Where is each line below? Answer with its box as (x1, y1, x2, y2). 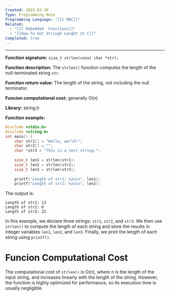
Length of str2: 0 (5, 204, 44, 210)
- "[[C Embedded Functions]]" (10, 26, 76, 32)
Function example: (5, 114, 46, 121)
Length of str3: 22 (5, 209, 47, 214)
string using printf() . (5, 234, 51, 241)
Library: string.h (5, 105, 39, 111)
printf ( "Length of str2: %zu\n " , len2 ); (14, 181, 101, 186)
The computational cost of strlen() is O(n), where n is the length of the (5, 269, 154, 275)
